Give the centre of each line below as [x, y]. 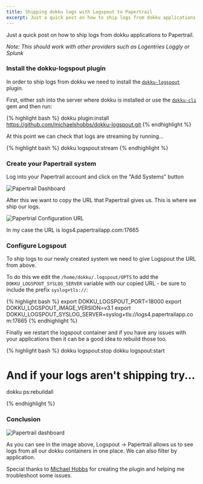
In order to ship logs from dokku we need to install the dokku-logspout [93, 82]
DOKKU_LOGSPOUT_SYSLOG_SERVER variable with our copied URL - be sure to [96, 283]
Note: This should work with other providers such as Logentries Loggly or [98, 47]
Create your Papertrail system [51, 163]
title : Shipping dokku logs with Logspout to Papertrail [79, 12]
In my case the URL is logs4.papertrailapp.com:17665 [72, 230]
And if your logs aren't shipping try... [101, 375]
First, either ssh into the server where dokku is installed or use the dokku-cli [101, 100]
